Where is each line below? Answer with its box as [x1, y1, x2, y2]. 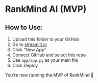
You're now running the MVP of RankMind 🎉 [5, 72, 94, 78]
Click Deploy [12, 63, 38, 68]
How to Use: [5, 23, 43, 32]
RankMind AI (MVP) [5, 3, 87, 15]
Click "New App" [12, 47, 47, 52]
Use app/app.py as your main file [12, 57, 78, 63]
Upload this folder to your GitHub [12, 36, 79, 42]
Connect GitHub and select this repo [12, 52, 86, 58]
